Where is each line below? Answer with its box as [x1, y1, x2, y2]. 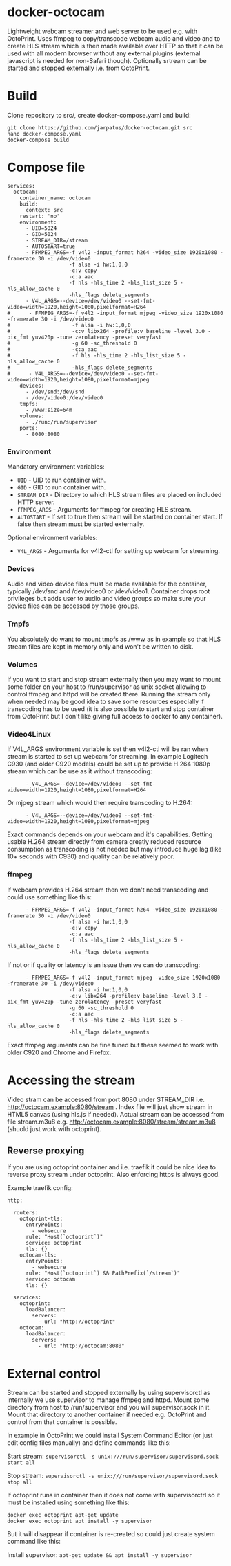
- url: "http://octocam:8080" [37, 1342, 125, 1350]
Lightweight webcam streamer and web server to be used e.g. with [7, 27, 198, 35]
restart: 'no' [19, 213, 60, 219]
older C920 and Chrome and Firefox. [7, 1048, 112, 1056]
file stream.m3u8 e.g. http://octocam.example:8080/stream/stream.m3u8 [7, 1117, 216, 1126]
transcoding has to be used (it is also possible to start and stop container [7, 705, 215, 713]
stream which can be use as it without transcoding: [7, 767, 152, 775]
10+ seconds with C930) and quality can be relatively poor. [7, 852, 174, 861]
